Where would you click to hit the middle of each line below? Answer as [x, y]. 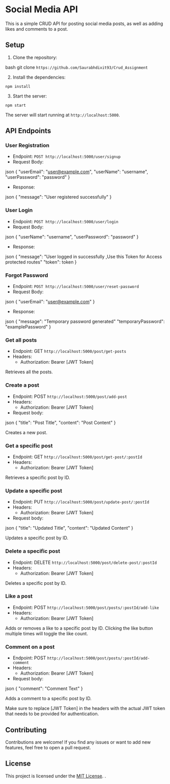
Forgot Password [27, 275]
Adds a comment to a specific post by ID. [48, 699]
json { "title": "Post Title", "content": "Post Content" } [61, 422]
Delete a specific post [33, 551]
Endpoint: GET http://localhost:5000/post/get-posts [69, 351]
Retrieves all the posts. [29, 372]
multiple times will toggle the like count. [47, 633]
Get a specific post [29, 445]
